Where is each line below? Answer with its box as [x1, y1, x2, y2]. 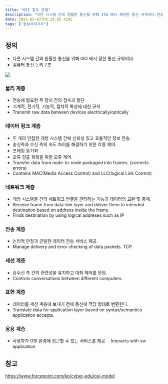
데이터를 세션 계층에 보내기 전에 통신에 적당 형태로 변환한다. [12, 301, 129, 307]
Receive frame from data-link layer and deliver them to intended [12, 201, 144, 207]
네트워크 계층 [5, 184, 35, 191]
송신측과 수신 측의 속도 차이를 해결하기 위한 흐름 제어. [12, 141, 116, 147]
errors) [12, 165, 27, 171]
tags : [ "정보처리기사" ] [5, 21, 48, 27]
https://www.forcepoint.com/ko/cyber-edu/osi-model [5, 372, 115, 379]
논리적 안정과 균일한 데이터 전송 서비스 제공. [12, 238, 98, 244]
